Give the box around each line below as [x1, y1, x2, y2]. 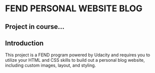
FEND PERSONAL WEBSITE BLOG [5, 3, 143, 14]
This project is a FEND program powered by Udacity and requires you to [5, 52, 151, 58]
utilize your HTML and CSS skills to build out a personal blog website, [5, 57, 145, 63]
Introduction [5, 39, 44, 47]
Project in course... [5, 23, 65, 31]
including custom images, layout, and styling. [5, 62, 96, 69]
